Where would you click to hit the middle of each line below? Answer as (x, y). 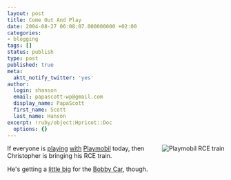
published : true (30, 65)
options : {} (31, 129)
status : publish (30, 52)
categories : (24, 33)
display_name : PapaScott (49, 103)
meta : (15, 71)
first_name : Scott (40, 110)
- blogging (23, 39)
